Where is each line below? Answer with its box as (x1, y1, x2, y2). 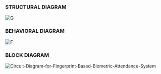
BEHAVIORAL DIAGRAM (5, 28, 65, 35)
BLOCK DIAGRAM (5, 51, 49, 58)
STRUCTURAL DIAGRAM (5, 4, 67, 11)
